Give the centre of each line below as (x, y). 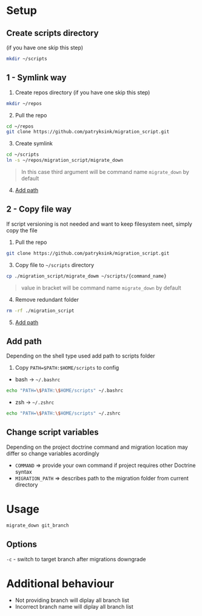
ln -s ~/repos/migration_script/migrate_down (65, 161)
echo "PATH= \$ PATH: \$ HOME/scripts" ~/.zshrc (63, 414)
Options (22, 545)
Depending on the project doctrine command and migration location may (97, 447)
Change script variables (52, 432)
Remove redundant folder (47, 299)
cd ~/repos (20, 126)
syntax (23, 471)
